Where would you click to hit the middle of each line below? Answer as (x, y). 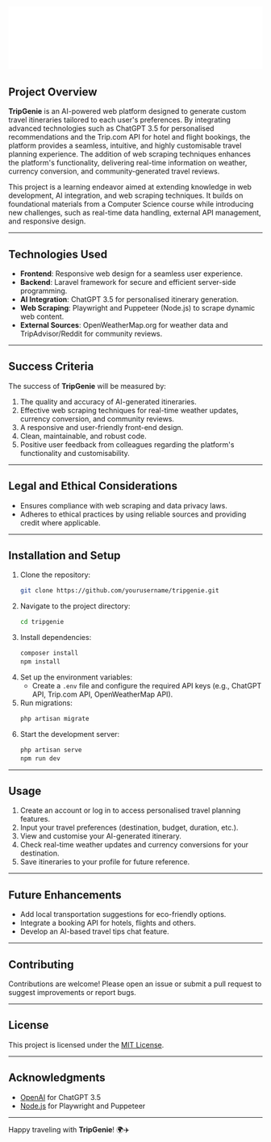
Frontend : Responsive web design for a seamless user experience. (131, 274)
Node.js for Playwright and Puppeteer (83, 1106)
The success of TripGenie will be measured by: (88, 386)
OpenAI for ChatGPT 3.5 (60, 1097)
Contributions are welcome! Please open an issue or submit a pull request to (135, 984)
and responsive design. (47, 221)
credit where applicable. (60, 522)
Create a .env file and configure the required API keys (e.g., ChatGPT (147, 685)
